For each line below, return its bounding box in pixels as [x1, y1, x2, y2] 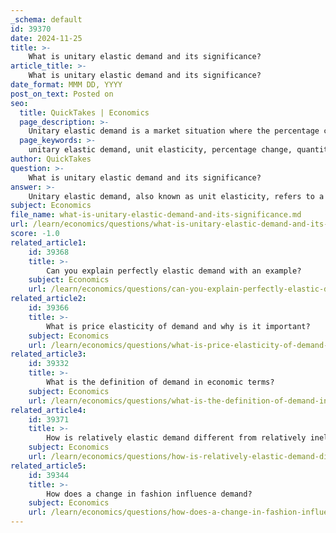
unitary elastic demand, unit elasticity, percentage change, [28, 145, 293, 155]
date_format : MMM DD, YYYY [10, 80, 123, 90]
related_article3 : [10, 349, 87, 360]
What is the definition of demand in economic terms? [46, 377, 275, 387]
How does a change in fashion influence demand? [46, 489, 253, 499]
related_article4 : [10, 405, 87, 415]
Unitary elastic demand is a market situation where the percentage [28, 126, 320, 136]
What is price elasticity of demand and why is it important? [46, 321, 311, 331]
